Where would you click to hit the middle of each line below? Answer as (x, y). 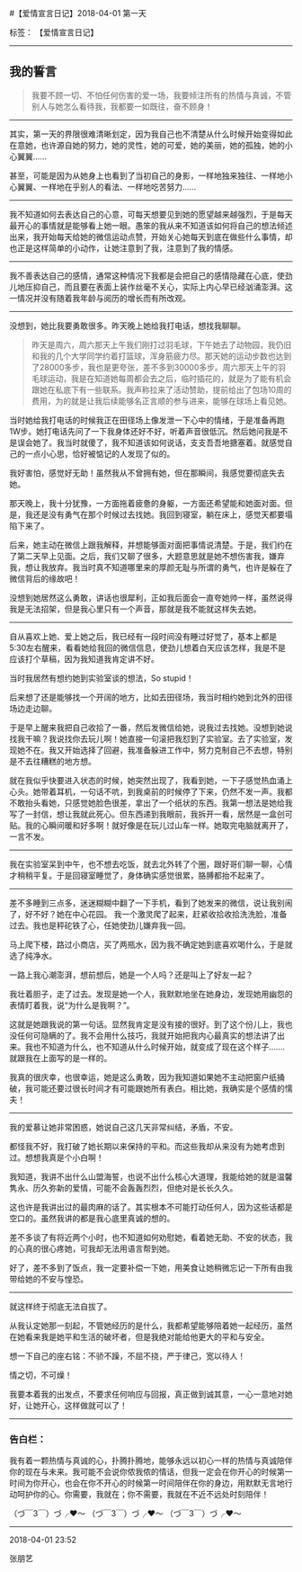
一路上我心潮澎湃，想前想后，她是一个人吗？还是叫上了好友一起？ (131, 975)
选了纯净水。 (33, 955)
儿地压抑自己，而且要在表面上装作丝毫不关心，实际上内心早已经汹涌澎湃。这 (151, 287)
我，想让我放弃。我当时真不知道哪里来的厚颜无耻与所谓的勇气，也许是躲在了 (151, 567)
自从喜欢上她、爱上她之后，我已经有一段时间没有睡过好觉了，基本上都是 (143, 636)
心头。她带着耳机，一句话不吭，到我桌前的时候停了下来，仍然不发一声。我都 (151, 791)
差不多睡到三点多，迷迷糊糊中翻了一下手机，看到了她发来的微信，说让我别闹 (151, 903)
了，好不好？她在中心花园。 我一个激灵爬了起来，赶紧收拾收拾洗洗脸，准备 (148, 914)
